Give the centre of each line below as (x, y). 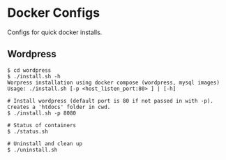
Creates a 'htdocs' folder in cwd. (59, 107)
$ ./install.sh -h (34, 76)
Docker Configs (53, 13)
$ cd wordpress (29, 70)
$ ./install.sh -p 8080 (42, 113)
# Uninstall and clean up (45, 144)
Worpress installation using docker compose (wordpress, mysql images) (113, 82)
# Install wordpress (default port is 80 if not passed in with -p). (111, 101)
